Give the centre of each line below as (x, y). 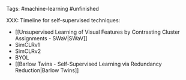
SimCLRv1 (27, 45)
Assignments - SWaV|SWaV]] (51, 38)
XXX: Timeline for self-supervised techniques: (63, 20)
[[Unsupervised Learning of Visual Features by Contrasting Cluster (97, 32)
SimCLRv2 (28, 51)
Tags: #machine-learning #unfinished (52, 9)
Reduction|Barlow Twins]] (47, 70)
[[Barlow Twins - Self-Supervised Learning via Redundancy (88, 64)
